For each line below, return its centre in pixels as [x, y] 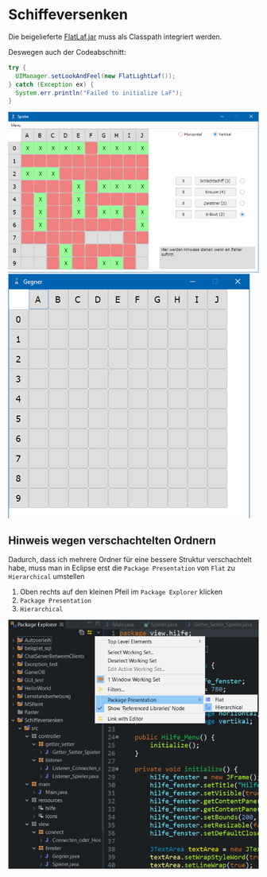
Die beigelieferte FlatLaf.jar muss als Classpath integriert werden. [115, 37]
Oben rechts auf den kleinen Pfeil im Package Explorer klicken [121, 592]
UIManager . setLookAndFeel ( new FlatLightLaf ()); [96, 76]
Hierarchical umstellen [46, 576]
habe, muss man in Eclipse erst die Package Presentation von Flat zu [122, 568]
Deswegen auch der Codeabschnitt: [67, 52]
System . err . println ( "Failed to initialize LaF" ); [99, 93]
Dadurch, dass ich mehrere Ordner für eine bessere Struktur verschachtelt [130, 560]
